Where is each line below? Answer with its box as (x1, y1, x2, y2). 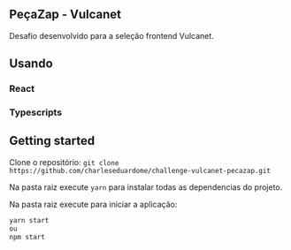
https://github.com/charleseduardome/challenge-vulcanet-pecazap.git (9, 166, 272, 175)
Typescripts (9, 106, 63, 118)
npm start (9, 232, 46, 241)
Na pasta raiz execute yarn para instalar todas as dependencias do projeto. (9, 181, 283, 193)
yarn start (9, 216, 50, 224)
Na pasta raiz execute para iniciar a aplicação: (9, 199, 178, 209)
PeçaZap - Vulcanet (9, 7, 122, 22)
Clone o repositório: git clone (9, 156, 119, 167)
